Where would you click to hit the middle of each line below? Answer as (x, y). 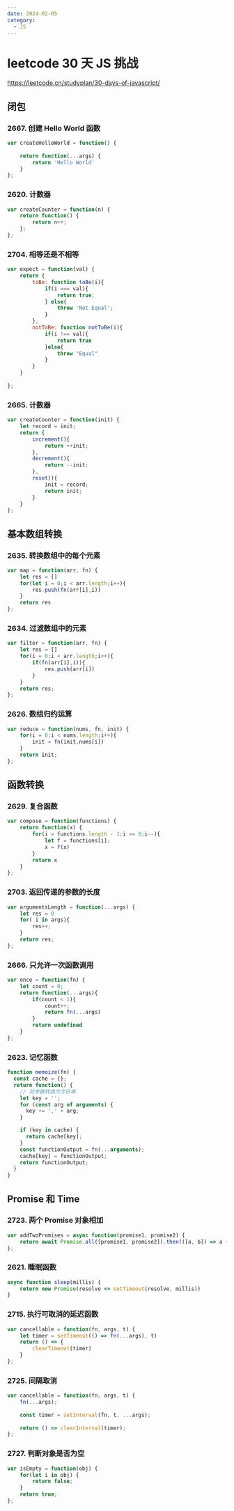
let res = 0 (37, 914)
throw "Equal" (77, 353)
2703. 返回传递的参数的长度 (54, 892)
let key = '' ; (40, 1098)
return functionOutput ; (54, 1162)
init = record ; (67, 485)
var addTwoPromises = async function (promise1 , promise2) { (96, 1235)
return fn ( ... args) (72, 1012)
